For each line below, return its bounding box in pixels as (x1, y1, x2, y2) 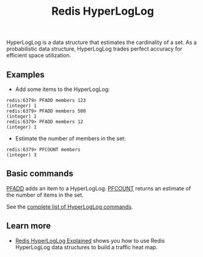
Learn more (6, 221, 51, 231)
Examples (6, 69, 45, 80)
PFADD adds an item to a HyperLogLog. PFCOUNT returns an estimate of (6, 184, 191, 192)
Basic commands (6, 168, 73, 179)
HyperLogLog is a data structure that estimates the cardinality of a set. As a (6, 38, 197, 46)
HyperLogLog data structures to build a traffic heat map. (15, 243, 158, 251)
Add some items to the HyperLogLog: (15, 85, 110, 93)
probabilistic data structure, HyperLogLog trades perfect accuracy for (6, 45, 183, 52)
